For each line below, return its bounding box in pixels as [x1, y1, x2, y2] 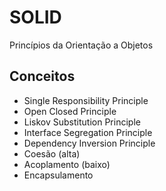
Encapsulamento [23, 169, 94, 181]
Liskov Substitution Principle [23, 116, 141, 128]
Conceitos [9, 68, 76, 85]
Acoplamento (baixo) [23, 158, 111, 170]
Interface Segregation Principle [23, 126, 153, 138]
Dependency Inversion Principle [23, 137, 156, 149]
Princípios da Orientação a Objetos [9, 39, 154, 51]
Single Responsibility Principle [23, 94, 149, 106]
